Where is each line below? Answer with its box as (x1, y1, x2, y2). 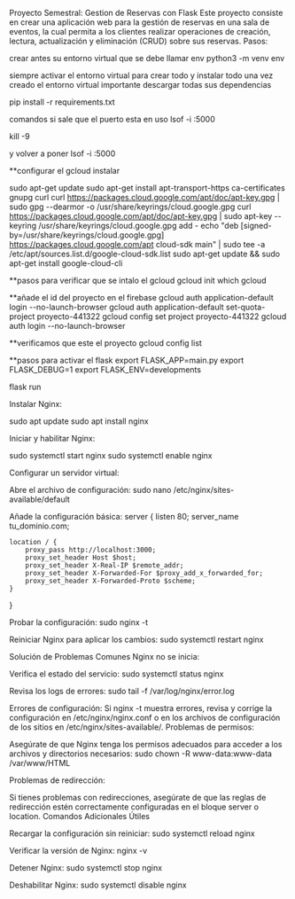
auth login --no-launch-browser (9, 321, 126, 331)
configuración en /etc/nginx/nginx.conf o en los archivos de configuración (9, 713, 281, 723)
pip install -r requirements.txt (9, 97, 115, 107)
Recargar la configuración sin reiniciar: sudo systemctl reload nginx (9, 828, 255, 839)
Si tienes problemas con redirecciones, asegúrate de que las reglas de (9, 793, 267, 802)
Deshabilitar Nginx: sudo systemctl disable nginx (9, 879, 188, 890)
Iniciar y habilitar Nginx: (9, 434, 96, 443)
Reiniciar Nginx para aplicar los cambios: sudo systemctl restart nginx (9, 634, 264, 645)
